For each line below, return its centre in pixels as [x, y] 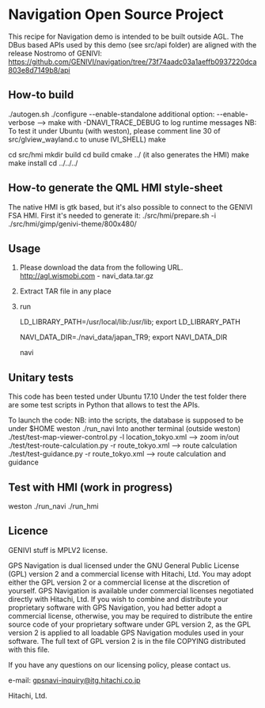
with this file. [29, 649]
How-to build [41, 95]
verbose [22, 122]
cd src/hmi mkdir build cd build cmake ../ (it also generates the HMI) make [129, 154]
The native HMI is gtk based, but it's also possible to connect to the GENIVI [131, 206]
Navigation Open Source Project [116, 15]
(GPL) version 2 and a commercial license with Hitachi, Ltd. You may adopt [130, 574]
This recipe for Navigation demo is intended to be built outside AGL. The [126, 36]
